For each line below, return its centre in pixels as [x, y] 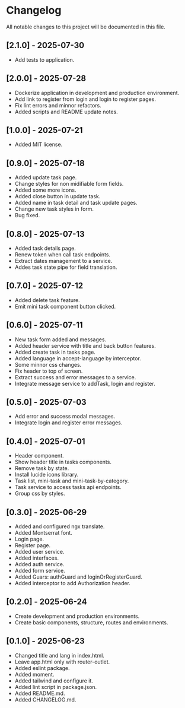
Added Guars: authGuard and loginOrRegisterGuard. [78, 577]
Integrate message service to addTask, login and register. [85, 383]
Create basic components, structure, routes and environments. [91, 622]
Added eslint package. [42, 668]
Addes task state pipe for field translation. [66, 267]
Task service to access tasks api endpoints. [68, 487]
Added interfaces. [37, 558]
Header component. [39, 456]
